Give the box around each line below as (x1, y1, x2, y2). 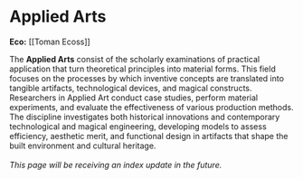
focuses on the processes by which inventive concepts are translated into (9, 72, 285, 83)
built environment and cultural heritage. (9, 140, 156, 151)
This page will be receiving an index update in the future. (9, 159, 223, 170)
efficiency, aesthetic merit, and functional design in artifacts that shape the (9, 130, 289, 141)
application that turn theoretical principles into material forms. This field (9, 63, 276, 74)
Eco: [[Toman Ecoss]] (9, 36, 90, 47)
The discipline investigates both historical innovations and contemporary (9, 111, 280, 122)
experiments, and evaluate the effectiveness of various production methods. (9, 101, 294, 112)
